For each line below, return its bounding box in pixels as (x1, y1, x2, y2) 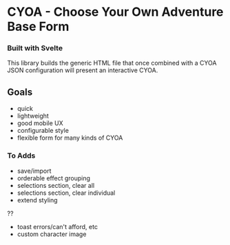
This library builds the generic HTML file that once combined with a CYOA (7, 59, 217, 67)
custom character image (17, 230, 87, 238)
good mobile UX (17, 119, 63, 127)
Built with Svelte (7, 43, 63, 53)
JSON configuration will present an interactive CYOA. (7, 66, 158, 74)
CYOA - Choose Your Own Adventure (7, 4, 224, 20)
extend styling (17, 195, 58, 204)
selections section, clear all (17, 181, 95, 189)
